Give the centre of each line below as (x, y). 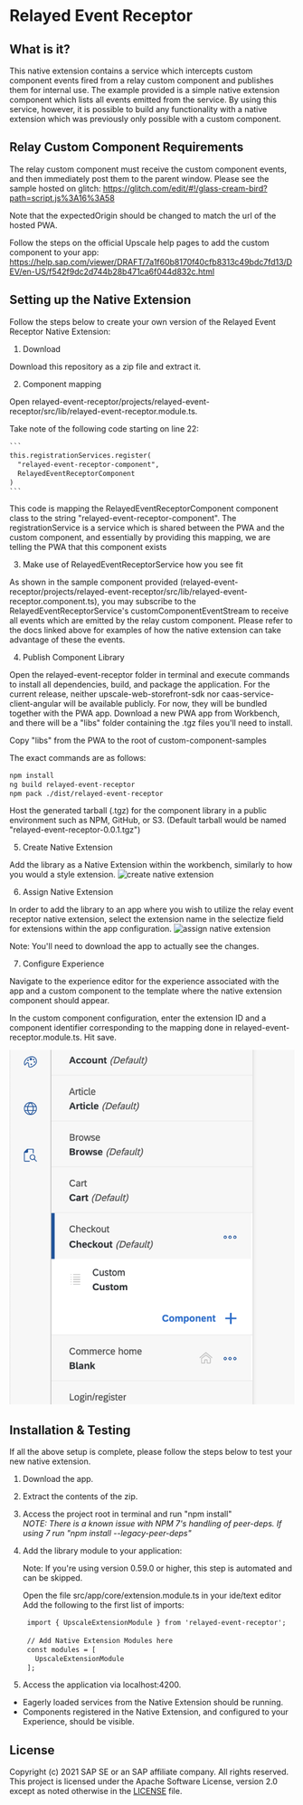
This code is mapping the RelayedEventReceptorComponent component (144, 508)
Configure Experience (63, 964)
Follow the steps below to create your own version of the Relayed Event (142, 321)
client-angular (35, 703)
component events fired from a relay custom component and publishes (142, 81)
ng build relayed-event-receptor (72, 784)
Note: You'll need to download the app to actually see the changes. (134, 945)
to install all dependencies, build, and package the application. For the (140, 684)
